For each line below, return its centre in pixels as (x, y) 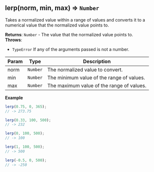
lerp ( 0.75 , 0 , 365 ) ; (26, 107)
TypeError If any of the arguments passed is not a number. (71, 49)
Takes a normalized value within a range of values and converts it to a (75, 20)
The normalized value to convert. (85, 70)
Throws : (14, 40)
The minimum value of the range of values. (96, 77)
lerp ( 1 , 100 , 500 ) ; (25, 147)
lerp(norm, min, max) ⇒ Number (52, 8)
